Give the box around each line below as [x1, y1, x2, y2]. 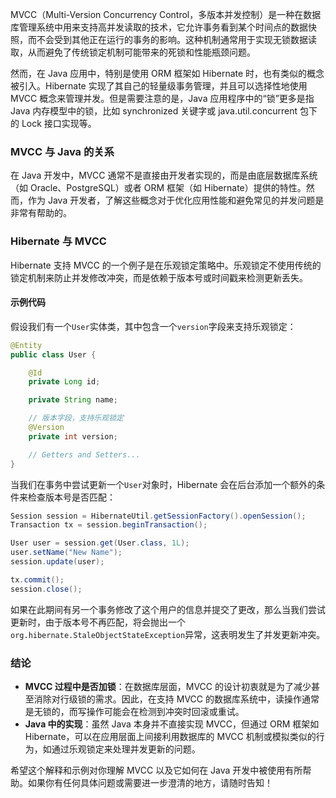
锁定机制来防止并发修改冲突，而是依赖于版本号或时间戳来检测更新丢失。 [10, 271, 308, 283]
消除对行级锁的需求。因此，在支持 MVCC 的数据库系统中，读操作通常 [33, 693, 320, 705]
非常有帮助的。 [10, 207, 72, 219]
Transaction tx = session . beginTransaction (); [10, 520, 208, 530]
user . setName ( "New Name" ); [10, 548, 123, 558]
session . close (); [10, 584, 83, 594]
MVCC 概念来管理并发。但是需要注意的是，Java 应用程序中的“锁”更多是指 [10, 93, 315, 104]
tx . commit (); [10, 574, 65, 585]
